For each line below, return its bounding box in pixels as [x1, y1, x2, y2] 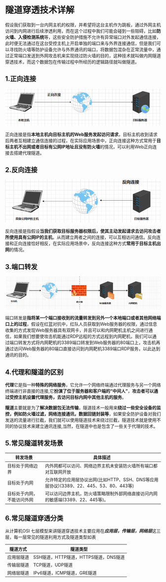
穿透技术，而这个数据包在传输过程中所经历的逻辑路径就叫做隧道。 [5, 59, 139, 65]
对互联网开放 [45, 469, 72, 475]
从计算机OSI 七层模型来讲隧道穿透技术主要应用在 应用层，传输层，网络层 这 [5, 528, 157, 534]
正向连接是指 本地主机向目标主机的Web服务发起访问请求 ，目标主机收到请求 [5, 131, 158, 137]
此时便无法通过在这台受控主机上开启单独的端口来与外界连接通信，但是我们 [5, 40, 157, 46]
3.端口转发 [5, 262, 38, 271]
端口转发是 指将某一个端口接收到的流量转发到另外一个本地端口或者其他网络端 [5, 315, 161, 321]
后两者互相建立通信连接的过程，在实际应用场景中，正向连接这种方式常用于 [5, 137, 157, 143]
